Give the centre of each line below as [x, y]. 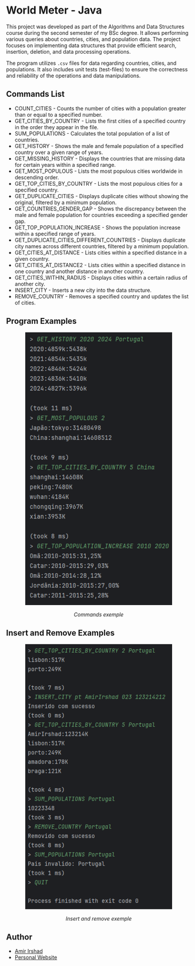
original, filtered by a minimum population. [65, 202]
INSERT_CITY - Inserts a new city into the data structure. [83, 290]
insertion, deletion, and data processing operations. [68, 51]
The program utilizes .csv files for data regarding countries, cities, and [91, 63]
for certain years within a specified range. [65, 165]
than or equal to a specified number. [58, 114]
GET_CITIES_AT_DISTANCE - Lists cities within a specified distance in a [100, 252]
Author [19, 937]
